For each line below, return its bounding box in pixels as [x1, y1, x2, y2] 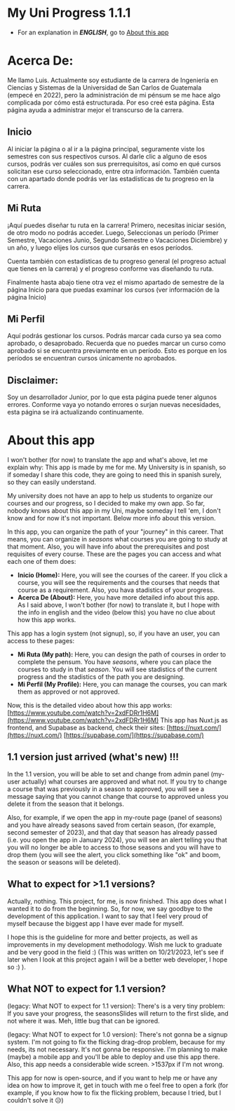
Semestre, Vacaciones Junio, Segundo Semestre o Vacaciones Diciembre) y [7, 236, 228, 244]
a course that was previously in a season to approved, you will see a [7, 784, 205, 793]
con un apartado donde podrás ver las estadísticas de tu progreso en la [7, 174, 215, 183]
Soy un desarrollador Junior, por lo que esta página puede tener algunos [7, 393, 217, 401]
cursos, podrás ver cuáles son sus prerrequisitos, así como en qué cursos [7, 159, 221, 168]
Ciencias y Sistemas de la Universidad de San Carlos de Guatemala [7, 83, 202, 92]
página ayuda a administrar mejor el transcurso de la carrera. [7, 105, 184, 114]
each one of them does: [7, 558, 76, 566]
